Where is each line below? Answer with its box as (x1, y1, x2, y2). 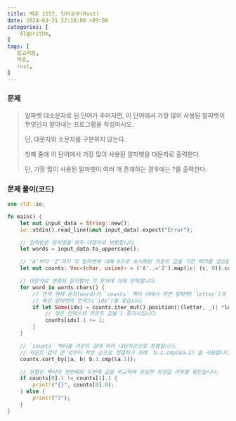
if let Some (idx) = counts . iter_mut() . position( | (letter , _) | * (32, 303, 225, 310)
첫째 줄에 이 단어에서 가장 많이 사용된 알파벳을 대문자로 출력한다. (24, 149, 201, 158)
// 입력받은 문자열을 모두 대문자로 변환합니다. (20, 239, 137, 246)
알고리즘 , (16, 50, 40, 57)
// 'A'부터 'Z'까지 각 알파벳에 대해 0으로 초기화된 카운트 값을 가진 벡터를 (20, 258, 213, 265)
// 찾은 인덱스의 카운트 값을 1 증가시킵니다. (44, 310, 159, 318)
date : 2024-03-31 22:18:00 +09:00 (7, 17, 109, 24)
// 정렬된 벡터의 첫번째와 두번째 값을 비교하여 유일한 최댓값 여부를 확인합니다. (20, 368, 220, 375)
